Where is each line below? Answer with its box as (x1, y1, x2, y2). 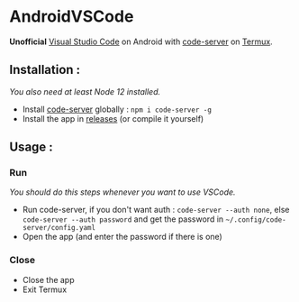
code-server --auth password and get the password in (22, 214, 224, 224)
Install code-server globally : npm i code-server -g (22, 104, 212, 114)
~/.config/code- (225, 215, 286, 224)
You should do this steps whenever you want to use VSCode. (9, 187, 236, 197)
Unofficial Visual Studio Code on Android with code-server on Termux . (9, 36, 273, 47)
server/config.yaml (22, 224, 96, 233)
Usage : (9, 140, 54, 155)
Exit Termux (22, 284, 68, 295)
